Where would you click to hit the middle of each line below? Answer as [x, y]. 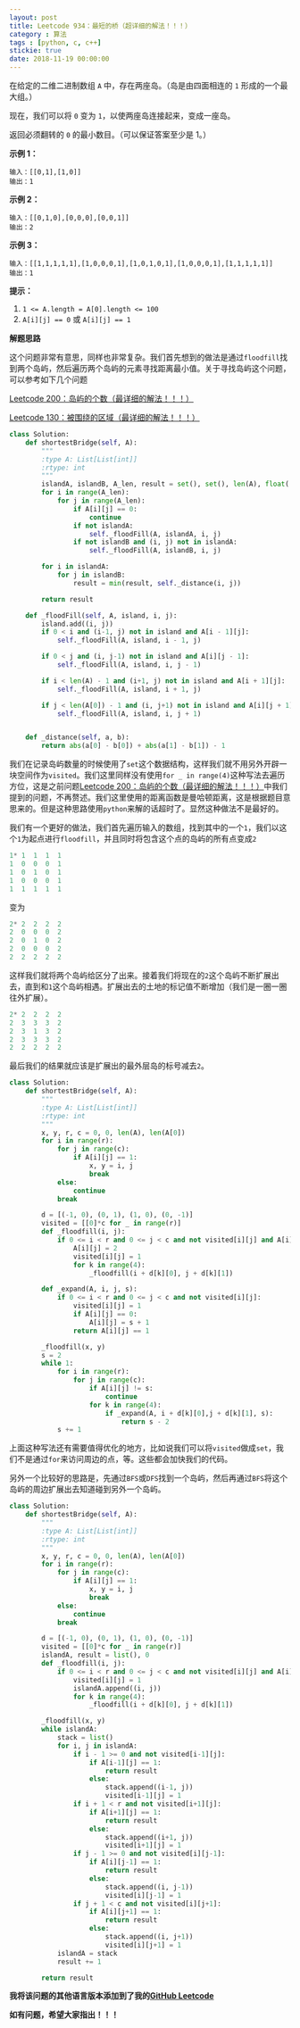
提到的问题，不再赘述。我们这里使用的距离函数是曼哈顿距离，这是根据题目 [146, 798]
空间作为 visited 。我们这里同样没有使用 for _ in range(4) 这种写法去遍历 [151, 775]
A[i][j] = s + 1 [119, 1322]
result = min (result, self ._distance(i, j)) [157, 583]
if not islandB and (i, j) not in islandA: [155, 542]
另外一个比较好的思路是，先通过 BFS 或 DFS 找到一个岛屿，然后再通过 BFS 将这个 [149, 1478]
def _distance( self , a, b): [77, 737]
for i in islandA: [75, 567]
